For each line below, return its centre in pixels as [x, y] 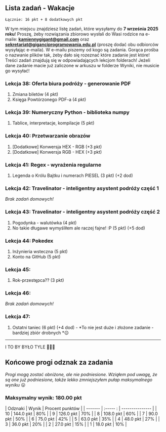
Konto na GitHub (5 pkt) [36, 257]
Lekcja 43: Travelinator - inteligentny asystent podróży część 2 [83, 212]
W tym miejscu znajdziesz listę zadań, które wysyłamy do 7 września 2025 [82, 29]
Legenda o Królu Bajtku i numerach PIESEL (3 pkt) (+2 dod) [73, 175]
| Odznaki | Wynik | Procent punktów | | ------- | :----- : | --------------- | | [81, 408]
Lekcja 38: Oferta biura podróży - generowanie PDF [68, 84]
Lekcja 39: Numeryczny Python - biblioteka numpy [67, 112]
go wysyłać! [17, 71]
